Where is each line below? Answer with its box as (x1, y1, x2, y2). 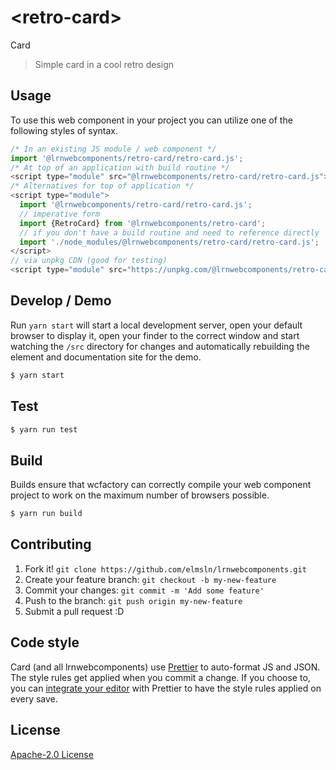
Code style (10, 634, 80, 651)
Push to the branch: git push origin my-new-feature (24, 594, 243, 606)
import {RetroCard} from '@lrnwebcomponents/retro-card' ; (19, 218, 267, 228)
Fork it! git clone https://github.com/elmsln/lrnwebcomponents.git (24, 562, 307, 575)
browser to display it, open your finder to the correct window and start (10, 329, 300, 341)
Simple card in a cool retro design (34, 58, 175, 70)
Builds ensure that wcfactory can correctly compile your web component (10, 479, 312, 491)
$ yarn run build (10, 509, 83, 519)
